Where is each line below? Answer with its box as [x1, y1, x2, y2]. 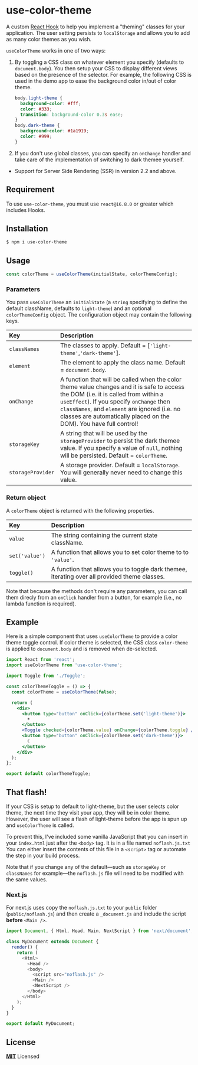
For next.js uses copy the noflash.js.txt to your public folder [6, 904, 157, 911]
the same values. [6, 875, 48, 883]
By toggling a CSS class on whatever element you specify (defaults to [14, 58, 184, 66]
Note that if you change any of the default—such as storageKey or [6, 863, 166, 870]
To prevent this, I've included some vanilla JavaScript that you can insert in [6, 833, 188, 840]
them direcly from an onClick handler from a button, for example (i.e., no [6, 594, 182, 601]
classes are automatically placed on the [60, 412, 170, 421]
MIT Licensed [6, 1053, 40, 1060]
